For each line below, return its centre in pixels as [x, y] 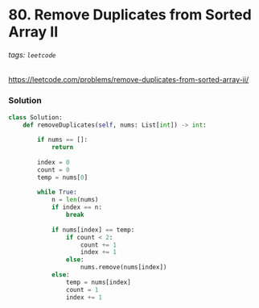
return [62, 148]
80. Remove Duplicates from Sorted [130, 15]
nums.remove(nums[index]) [123, 268]
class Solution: [35, 117]
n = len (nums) [75, 200]
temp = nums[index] [98, 282]
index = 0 [53, 162]
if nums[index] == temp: [93, 230]
